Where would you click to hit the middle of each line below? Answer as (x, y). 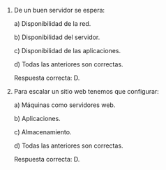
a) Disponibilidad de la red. (52, 23)
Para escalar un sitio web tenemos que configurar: (86, 91)
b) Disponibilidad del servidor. (57, 37)
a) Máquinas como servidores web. (65, 105)
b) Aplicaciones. (37, 119)
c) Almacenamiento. (43, 132)
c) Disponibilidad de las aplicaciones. (67, 51)
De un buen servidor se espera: (59, 10)
